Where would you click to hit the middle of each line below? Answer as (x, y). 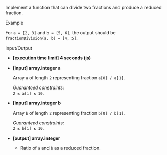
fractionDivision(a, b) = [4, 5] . (41, 38)
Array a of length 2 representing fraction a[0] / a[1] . (69, 78)
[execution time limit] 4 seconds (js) (52, 58)
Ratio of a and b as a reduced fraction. (60, 148)
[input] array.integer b (37, 103)
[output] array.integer (36, 138)
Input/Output (19, 48)
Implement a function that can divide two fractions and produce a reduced (83, 7)
